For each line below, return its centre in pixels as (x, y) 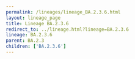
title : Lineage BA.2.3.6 (37, 23)
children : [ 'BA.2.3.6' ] (36, 47)
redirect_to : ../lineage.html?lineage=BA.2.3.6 (67, 29)
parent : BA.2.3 (25, 41)
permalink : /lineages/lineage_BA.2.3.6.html (63, 12)
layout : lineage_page (33, 18)
